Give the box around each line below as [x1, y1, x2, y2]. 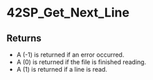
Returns [6, 32, 42, 44]
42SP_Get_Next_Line [6, 5, 129, 21]
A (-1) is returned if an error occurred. [16, 50, 125, 59]
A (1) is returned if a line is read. [16, 66, 108, 73]
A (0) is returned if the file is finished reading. [16, 58, 147, 66]
